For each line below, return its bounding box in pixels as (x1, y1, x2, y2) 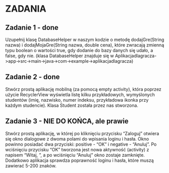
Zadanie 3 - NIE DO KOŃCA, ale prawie (5, 117, 129, 125)
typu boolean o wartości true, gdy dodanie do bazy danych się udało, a (5, 48, 153, 53)
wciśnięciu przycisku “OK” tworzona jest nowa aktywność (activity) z (5, 146, 149, 152)
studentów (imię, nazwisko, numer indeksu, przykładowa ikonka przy (5, 97, 149, 103)
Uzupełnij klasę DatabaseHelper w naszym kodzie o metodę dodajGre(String (5, 36, 164, 42)
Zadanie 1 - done (5, 23, 59, 32)
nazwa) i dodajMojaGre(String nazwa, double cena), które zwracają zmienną (5, 42, 164, 48)
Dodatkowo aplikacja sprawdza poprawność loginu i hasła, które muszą (5, 157, 154, 163)
